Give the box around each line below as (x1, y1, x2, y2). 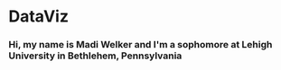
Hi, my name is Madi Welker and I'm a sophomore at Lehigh (8, 39, 273, 51)
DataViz (8, 6, 70, 27)
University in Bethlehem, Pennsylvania (8, 49, 183, 62)
